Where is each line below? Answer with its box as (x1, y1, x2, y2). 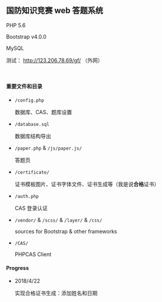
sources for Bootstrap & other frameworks (14, 228, 117, 235)
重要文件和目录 (6, 83, 42, 90)
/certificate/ (14, 170, 49, 176)
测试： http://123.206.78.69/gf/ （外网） (6, 57, 103, 64)
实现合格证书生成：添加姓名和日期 (14, 290, 98, 297)
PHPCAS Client (14, 251, 52, 258)
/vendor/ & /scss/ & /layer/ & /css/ (14, 216, 103, 223)
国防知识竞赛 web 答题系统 (6, 5, 104, 16)
